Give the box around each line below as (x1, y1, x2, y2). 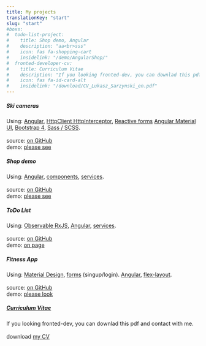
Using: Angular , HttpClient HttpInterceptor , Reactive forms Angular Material (6, 117, 196, 124)
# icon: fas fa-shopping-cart (6, 49, 92, 55)
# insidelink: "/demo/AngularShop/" (6, 55, 109, 61)
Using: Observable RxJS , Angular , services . (6, 222, 116, 229)
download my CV (6, 333, 50, 340)
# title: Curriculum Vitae (6, 66, 84, 72)
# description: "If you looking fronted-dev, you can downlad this (6, 72, 191, 78)
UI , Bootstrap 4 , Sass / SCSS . (6, 124, 81, 131)
